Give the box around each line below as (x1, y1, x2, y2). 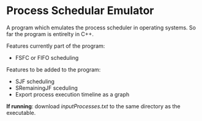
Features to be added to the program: (6, 65, 101, 73)
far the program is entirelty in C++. (6, 30, 94, 37)
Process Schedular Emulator (6, 4, 154, 18)
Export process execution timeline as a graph (15, 90, 130, 98)
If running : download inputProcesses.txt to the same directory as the (6, 102, 181, 110)
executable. (6, 109, 36, 116)
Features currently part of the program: (6, 42, 105, 50)
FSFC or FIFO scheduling (15, 54, 79, 61)
